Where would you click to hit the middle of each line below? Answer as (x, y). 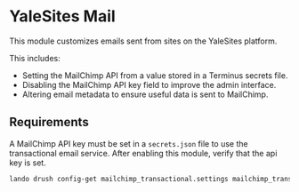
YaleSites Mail (62, 16)
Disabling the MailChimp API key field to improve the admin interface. (149, 84)
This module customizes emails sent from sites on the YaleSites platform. (143, 41)
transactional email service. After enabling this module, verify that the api (143, 153)
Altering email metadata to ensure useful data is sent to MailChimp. (145, 94)
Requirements (49, 122)
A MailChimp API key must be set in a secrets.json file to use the (129, 143)
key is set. (28, 163)
